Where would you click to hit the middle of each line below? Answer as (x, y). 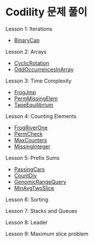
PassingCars (29, 169)
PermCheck (28, 134)
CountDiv (25, 175)
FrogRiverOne (31, 127)
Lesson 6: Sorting (27, 199)
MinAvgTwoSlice (34, 188)
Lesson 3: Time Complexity (38, 81)
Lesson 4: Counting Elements (41, 116)
